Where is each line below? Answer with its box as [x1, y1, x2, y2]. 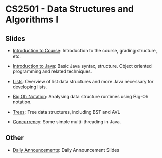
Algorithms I [5, 14, 59, 25]
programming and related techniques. [12, 68, 92, 74]
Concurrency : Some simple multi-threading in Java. [12, 119, 121, 125]
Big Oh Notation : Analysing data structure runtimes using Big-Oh [12, 94, 149, 99]
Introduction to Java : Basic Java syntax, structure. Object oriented [12, 63, 152, 69]
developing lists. [12, 84, 47, 90]
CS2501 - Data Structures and [5, 3, 134, 15]
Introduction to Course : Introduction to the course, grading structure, [12, 48, 157, 54]
